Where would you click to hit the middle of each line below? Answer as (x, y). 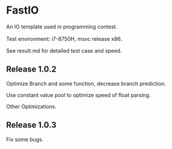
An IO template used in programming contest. (62, 27)
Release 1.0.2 (31, 69)
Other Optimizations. (31, 106)
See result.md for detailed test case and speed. (64, 50)
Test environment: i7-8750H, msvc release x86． (66, 38)
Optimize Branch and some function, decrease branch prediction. (86, 83)
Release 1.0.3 (31, 125)
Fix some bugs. (25, 139)
